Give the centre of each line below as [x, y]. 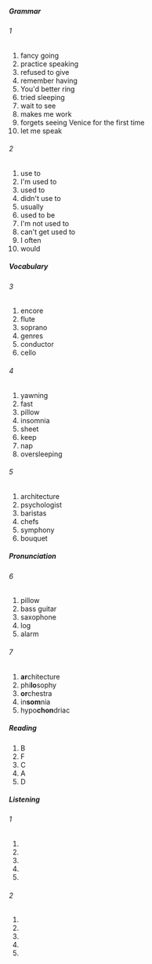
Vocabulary [29, 266]
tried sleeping [42, 97]
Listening [24, 799]
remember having [49, 80]
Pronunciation [33, 556]
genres [32, 336]
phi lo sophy [38, 685]
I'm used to [38, 181]
